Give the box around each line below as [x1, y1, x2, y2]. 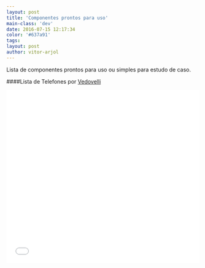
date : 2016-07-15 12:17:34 [6, 26, 75, 33]
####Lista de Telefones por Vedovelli [6, 77, 101, 85]
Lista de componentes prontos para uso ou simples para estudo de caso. [6, 66, 191, 73]
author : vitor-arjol [6, 49, 60, 55]
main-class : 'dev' [6, 20, 53, 26]
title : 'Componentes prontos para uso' [6, 15, 109, 21]
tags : [6, 37, 20, 44]
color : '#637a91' [6, 32, 51, 38]
